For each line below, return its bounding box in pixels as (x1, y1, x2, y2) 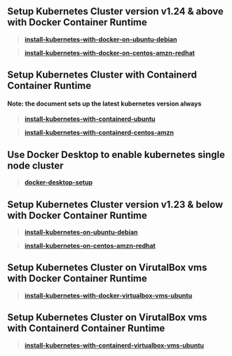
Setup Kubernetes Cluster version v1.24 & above (7, 6, 224, 17)
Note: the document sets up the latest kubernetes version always (7, 99, 202, 108)
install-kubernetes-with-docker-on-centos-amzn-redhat (24, 48, 195, 57)
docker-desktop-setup (24, 178, 93, 187)
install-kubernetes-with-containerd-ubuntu (24, 115, 156, 123)
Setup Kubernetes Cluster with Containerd (7, 69, 198, 81)
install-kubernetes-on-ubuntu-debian (24, 228, 138, 236)
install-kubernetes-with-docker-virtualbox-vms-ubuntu (24, 291, 193, 299)
